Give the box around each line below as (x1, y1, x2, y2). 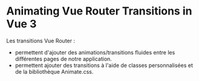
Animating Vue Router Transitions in (6, 4, 192, 18)
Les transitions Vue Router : (6, 37, 76, 44)
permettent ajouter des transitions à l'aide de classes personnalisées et (15, 62, 194, 69)
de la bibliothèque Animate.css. (15, 68, 94, 75)
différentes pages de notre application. (15, 55, 112, 62)
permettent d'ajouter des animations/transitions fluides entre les (15, 48, 175, 56)
